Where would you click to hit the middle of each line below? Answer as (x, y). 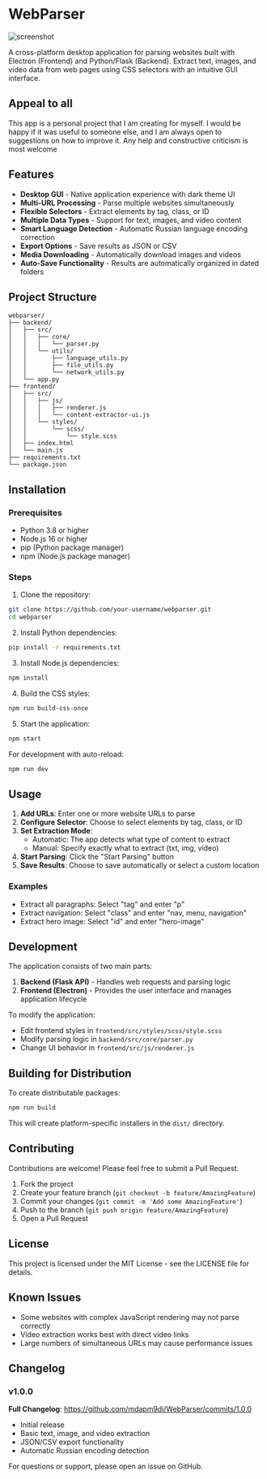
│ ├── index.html (41, 444)
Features (31, 175)
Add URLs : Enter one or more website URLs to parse (108, 814)
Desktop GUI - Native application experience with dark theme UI (127, 194)
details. (21, 1272)
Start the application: (55, 723)
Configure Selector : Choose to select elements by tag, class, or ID (131, 822)
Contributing (41, 1149)
